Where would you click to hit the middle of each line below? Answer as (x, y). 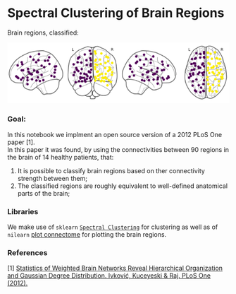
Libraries (23, 211)
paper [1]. (21, 142)
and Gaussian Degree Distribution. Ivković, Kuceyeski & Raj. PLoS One (109, 276)
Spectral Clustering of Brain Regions (116, 13)
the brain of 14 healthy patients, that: (61, 157)
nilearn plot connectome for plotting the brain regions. (87, 234)
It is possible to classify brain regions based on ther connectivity (111, 170)
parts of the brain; (44, 193)
